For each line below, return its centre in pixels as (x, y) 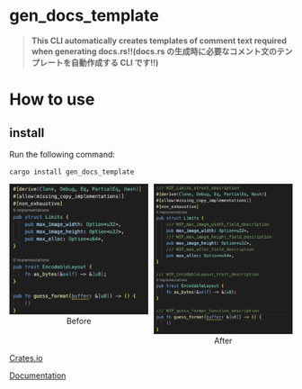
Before (79, 321)
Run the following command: (62, 154)
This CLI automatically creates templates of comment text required (159, 41)
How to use (52, 100)
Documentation (38, 375)
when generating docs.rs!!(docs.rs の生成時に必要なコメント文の (154, 51)
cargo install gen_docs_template (72, 172)
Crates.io (26, 358)
